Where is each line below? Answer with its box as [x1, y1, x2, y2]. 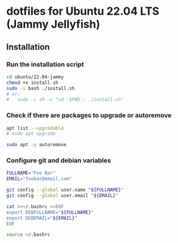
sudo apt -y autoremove [6, 142, 67, 148]
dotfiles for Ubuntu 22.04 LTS [6, 4, 160, 18]
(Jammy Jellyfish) [6, 17, 101, 31]
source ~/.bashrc [6, 231, 51, 238]
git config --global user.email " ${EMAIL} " [6, 193, 119, 199]
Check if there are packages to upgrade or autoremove [6, 111, 172, 120]
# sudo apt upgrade [6, 130, 56, 137]
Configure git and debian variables [6, 156, 112, 165]
